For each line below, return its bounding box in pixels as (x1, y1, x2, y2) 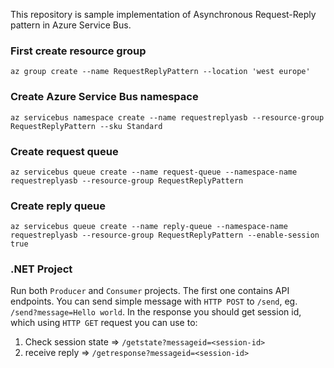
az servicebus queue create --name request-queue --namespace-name (10, 167, 298, 177)
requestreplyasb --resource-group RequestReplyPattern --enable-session (10, 230, 320, 241)
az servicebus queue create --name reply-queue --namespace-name (10, 222, 288, 232)
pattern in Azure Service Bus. (10, 19, 132, 31)
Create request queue (10, 144, 119, 158)
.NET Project (10, 262, 73, 276)
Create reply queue (10, 199, 107, 213)
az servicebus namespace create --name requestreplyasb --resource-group (10, 112, 325, 123)
